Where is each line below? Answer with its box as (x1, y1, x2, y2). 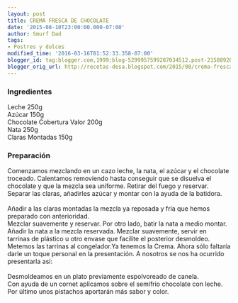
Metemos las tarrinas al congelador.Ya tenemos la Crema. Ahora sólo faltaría (7, 242, 231, 250)
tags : (7, 37, 23, 44)
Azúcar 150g (7, 110, 45, 119)
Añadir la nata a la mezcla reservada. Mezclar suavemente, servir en (7, 227, 207, 236)
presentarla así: (7, 257, 53, 266)
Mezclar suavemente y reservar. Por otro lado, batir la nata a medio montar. (7, 219, 227, 228)
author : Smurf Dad (7, 30, 62, 38)
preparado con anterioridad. (7, 212, 90, 221)
